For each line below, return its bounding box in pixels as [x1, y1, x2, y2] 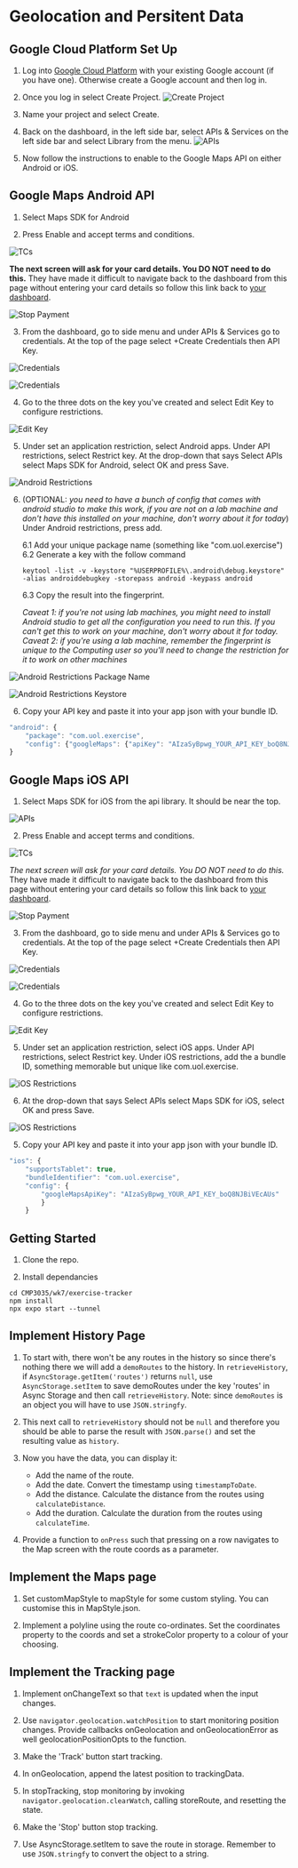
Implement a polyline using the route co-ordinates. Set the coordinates [21, 1620, 281, 1631]
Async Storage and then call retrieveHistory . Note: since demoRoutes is [21, 1390, 284, 1400]
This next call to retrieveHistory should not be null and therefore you [21, 1416, 280, 1427]
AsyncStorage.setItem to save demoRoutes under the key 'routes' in [21, 1380, 271, 1391]
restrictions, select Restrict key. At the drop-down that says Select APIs [21, 450, 283, 461]
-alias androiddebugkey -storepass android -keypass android [21, 573, 254, 583]
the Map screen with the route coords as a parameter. [21, 1543, 219, 1554]
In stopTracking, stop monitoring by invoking [21, 1785, 184, 1796]
